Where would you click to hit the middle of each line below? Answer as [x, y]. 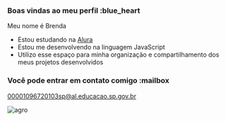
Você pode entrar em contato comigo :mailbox [88, 81]
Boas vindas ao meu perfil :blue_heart [74, 11]
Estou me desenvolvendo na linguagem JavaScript [91, 47]
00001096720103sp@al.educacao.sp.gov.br [72, 96]
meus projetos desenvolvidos [60, 62]
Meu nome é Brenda [37, 26]
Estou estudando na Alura [55, 40]
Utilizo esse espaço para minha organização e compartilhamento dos [118, 54]
